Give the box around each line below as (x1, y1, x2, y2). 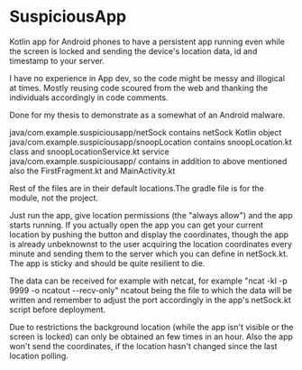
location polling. (9, 350, 69, 361)
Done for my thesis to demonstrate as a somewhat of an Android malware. (9, 109, 286, 120)
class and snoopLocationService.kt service (9, 146, 169, 157)
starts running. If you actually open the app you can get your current (9, 219, 263, 230)
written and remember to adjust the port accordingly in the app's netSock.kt (9, 294, 291, 305)
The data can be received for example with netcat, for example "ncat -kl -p (9, 275, 288, 286)
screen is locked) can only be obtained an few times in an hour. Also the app (9, 331, 293, 342)
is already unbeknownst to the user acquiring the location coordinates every (9, 238, 293, 249)
